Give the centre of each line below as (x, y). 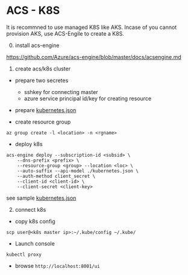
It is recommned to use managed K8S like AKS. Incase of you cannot (92, 27)
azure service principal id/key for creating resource (88, 98)
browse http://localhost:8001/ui (58, 265)
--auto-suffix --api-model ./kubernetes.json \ (78, 171)
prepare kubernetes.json (45, 110)
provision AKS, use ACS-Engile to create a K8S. (65, 33)
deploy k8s (29, 144)
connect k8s (30, 209)
